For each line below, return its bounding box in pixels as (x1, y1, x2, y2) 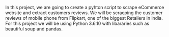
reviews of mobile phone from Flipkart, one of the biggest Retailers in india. (5, 15, 163, 21)
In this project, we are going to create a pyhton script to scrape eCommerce (5, 5, 164, 10)
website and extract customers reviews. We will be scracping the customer (5, 10, 163, 16)
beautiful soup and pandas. (5, 26, 63, 32)
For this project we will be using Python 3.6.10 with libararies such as (5, 20, 149, 26)
